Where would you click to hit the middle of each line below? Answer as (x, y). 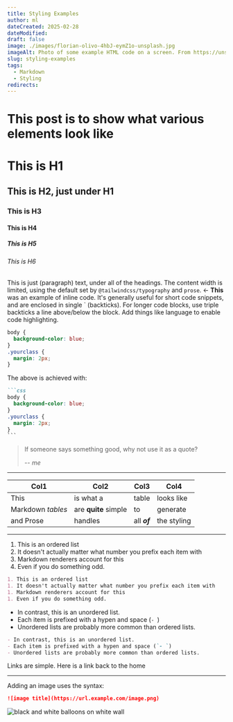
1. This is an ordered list (48, 579)
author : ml (23, 20)
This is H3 (24, 211)
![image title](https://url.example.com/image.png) (83, 699)
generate (172, 510)
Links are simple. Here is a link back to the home (76, 666)
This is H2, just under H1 (61, 192)
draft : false (26, 40)
